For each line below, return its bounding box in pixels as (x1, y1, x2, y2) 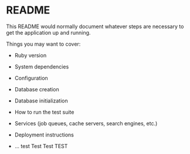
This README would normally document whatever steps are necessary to (6, 23, 184, 30)
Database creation (14, 85, 60, 93)
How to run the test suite (14, 108, 74, 115)
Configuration (14, 74, 48, 81)
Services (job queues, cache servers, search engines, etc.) (14, 119, 158, 126)
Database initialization (14, 97, 69, 104)
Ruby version (14, 52, 47, 59)
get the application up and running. (6, 29, 91, 36)
